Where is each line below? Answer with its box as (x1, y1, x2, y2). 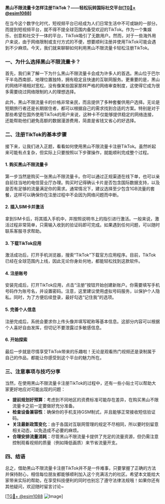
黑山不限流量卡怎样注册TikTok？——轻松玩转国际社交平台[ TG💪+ (5, 5, 136, 10)
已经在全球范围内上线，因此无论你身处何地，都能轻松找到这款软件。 (5, 258, 143, 264)
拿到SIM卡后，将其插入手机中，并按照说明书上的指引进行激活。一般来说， (5, 216, 155, 221)
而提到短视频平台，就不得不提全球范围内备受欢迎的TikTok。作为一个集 (5, 27, 148, 32)
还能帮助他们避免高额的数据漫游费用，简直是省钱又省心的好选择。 (5, 118, 138, 124)
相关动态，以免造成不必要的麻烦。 (12, 427, 82, 433)
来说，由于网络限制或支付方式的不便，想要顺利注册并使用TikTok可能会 (9, 39, 152, 45)
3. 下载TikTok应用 (5, 240, 42, 246)
